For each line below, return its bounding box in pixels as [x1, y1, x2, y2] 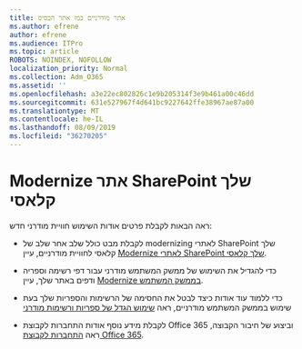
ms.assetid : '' [9, 81, 67, 90]
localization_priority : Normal [9, 65, 128, 74]
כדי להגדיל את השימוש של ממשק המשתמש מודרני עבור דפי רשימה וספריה [22, 264, 277, 275]
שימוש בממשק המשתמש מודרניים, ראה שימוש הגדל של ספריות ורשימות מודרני [22, 302, 292, 313]
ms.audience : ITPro [9, 38, 84, 48]
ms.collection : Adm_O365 [9, 73, 104, 82]
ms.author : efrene [9, 22, 79, 31]
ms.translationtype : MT [9, 106, 100, 115]
